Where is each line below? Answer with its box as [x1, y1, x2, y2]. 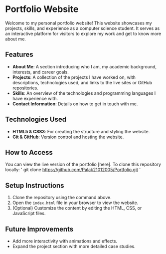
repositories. [12, 85, 38, 91]
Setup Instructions [5, 181, 64, 190]
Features [5, 50, 33, 59]
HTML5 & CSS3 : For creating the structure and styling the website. [12, 128, 150, 134]
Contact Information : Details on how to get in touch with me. [12, 101, 138, 107]
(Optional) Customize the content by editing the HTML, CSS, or [12, 205, 142, 211]
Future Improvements [5, 225, 74, 233]
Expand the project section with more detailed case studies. [12, 244, 136, 249]
